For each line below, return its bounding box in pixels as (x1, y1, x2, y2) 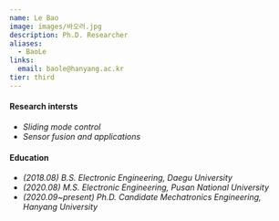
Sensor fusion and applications (22, 131, 141, 142)
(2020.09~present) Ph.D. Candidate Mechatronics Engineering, (22, 192, 262, 203)
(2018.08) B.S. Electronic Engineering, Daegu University (22, 173, 232, 184)
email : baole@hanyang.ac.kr (17, 65, 125, 74)
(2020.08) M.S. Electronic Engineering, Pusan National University (22, 182, 269, 193)
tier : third (9, 73, 55, 82)
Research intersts (9, 101, 78, 112)
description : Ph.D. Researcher (9, 30, 129, 39)
